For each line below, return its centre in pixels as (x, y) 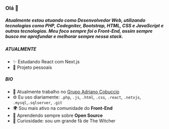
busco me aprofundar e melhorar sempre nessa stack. (64, 36)
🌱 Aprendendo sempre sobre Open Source (58, 115)
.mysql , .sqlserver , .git (37, 103)
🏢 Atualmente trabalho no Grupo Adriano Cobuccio (66, 92)
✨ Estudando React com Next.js (46, 62)
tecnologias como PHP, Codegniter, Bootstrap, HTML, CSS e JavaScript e (84, 25)
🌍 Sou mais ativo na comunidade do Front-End (63, 108)
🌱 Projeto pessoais (32, 67)
